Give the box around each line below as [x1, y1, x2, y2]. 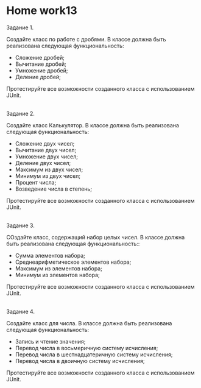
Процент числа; [15, 178, 57, 186]
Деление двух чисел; [15, 159, 71, 166]
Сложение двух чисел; [15, 139, 75, 147]
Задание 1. [6, 24, 34, 31]
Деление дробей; [15, 73, 61, 80]
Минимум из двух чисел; [15, 172, 81, 180]
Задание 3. [6, 222, 35, 229]
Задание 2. [6, 110, 35, 117]
